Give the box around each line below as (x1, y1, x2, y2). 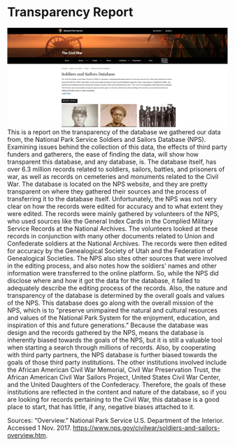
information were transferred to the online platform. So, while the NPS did (7, 268, 219, 277)
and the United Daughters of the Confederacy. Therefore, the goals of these (7, 380, 226, 389)
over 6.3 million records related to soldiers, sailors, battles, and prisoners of (7, 165, 225, 173)
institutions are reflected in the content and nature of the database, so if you (7, 387, 227, 396)
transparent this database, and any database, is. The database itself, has (7, 157, 217, 166)
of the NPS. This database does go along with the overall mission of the (7, 298, 214, 307)
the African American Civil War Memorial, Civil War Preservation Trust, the (7, 365, 222, 374)
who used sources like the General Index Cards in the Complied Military (7, 217, 213, 225)
